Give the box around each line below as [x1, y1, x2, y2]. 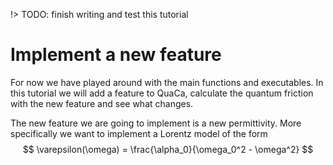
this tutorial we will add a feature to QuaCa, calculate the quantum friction [10, 87, 314, 99]
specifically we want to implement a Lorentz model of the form [10, 127, 268, 139]
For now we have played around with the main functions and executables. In [10, 76, 324, 88]
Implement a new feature [10, 44, 222, 66]
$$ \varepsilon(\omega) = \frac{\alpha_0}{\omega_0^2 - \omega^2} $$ [22, 143, 314, 155]
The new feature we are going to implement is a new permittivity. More [10, 117, 302, 129]
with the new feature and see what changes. [10, 97, 194, 109]
